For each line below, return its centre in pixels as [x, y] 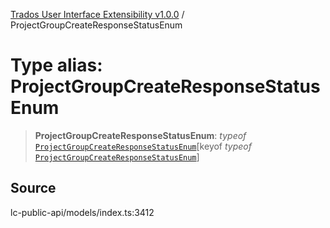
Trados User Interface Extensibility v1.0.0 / [97, 14]
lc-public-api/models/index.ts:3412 [82, 212]
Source [33, 188]
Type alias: [56, 65]
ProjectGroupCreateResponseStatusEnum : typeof [140, 135]
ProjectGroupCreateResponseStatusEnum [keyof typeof [143, 146]
